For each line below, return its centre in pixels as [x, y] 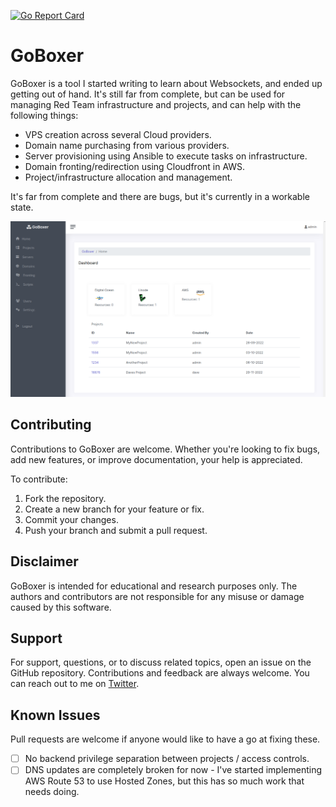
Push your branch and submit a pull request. [116, 530]
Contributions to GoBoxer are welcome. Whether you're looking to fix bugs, [165, 449]
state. [22, 207]
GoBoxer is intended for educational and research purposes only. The [154, 586]
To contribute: [39, 479]
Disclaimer [44, 561]
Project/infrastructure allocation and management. [128, 177]
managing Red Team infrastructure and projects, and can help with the [156, 104]
